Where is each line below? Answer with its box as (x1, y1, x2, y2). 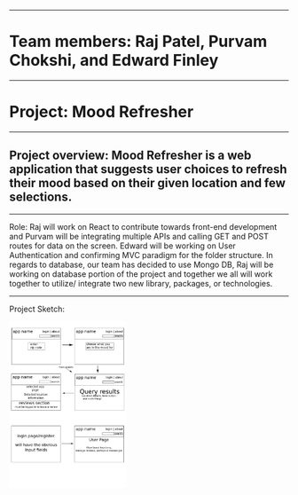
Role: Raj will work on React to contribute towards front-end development (9, 221, 278, 232)
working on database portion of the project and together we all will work (9, 268, 273, 279)
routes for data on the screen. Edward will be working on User (9, 240, 237, 251)
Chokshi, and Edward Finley (9, 51, 219, 71)
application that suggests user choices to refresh (9, 161, 287, 177)
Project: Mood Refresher (9, 102, 194, 122)
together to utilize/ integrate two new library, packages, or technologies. (9, 278, 273, 288)
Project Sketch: (9, 303, 65, 314)
